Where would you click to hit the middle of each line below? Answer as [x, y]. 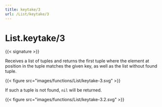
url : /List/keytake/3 [27, 14]
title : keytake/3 [23, 9]
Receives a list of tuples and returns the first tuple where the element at [77, 61]
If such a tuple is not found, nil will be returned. [53, 90]
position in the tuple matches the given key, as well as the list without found [81, 66]
